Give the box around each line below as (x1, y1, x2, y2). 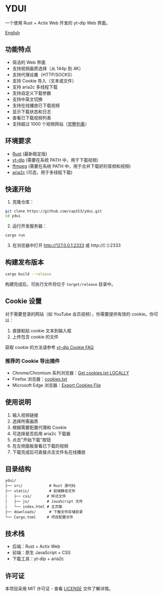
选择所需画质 (12, 418, 38, 424)
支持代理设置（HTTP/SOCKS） (12, 71, 75, 77)
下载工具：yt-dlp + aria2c (12, 556, 64, 562)
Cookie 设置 (5, 297, 42, 306)
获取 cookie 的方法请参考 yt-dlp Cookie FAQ (5, 344, 94, 350)
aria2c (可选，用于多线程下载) (12, 169, 73, 175)
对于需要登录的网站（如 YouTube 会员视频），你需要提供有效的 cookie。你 (5, 311, 154, 317)
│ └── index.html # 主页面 (5, 504, 63, 509)
